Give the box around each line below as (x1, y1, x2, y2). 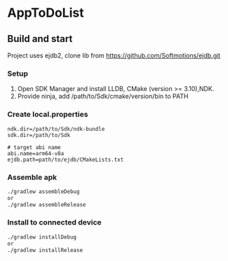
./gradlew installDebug (7, 233, 77, 241)
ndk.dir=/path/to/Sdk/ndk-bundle (7, 125, 105, 132)
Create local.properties (7, 110, 88, 120)
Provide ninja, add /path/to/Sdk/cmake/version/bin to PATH (17, 92, 189, 101)
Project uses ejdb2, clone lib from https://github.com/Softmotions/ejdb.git (7, 51, 221, 59)
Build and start (7, 33, 73, 45)
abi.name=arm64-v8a (7, 150, 65, 157)
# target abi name (7, 143, 61, 151)
